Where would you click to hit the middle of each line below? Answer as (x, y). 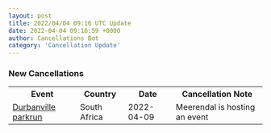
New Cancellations (46, 74)
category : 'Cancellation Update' (65, 46)
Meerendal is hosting (215, 107)
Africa (92, 117)
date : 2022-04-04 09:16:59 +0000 (65, 30)
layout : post (30, 16)
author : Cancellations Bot (54, 38)
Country (100, 95)
